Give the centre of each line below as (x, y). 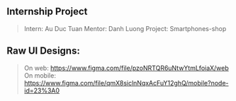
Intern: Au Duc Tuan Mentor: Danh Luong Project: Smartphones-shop (125, 28)
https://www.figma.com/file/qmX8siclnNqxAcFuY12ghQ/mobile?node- (126, 83)
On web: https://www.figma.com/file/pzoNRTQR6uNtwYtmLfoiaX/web (127, 68)
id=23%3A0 (42, 90)
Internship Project (47, 12)
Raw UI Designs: (44, 51)
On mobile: (40, 75)
